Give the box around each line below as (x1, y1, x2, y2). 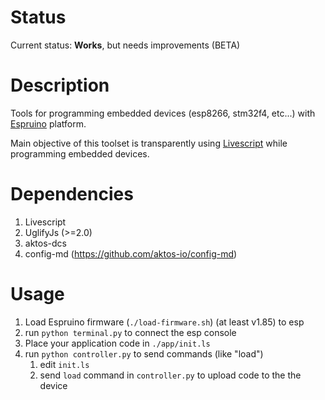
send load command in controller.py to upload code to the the (39, 369, 302, 381)
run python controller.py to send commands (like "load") (24, 347, 264, 360)
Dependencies (10, 183, 134, 206)
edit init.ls (39, 358, 90, 370)
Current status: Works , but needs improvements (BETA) (10, 39, 241, 51)
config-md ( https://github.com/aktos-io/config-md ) (24, 247, 238, 260)
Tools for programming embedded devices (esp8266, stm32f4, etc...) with (10, 107, 316, 119)
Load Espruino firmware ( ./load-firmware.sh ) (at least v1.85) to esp (24, 316, 305, 328)
